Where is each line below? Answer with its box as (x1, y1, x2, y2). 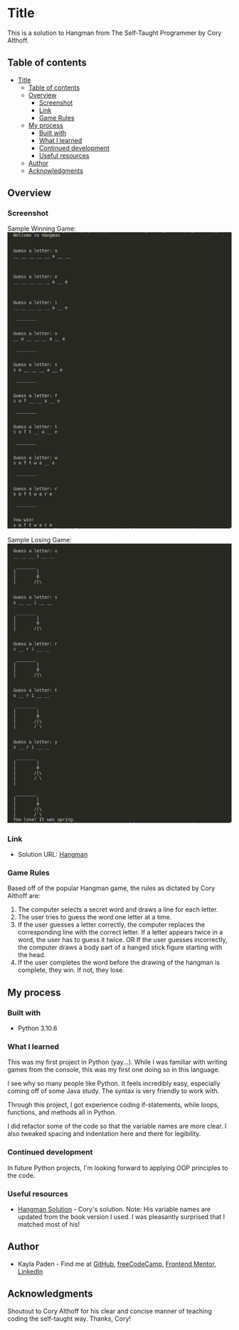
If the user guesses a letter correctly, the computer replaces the (17, 920, 205, 929)
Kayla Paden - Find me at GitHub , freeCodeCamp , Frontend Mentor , (17, 1260, 217, 1268)
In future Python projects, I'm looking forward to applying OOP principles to (7, 1163, 228, 1172)
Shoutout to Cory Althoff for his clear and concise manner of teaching (7, 1307, 212, 1315)
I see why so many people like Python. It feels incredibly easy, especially (7, 1080, 221, 1088)
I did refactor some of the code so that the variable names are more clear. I (7, 1122, 227, 1131)
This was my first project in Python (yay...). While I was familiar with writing (7, 1058, 228, 1067)
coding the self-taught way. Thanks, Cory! (7, 1314, 132, 1323)
